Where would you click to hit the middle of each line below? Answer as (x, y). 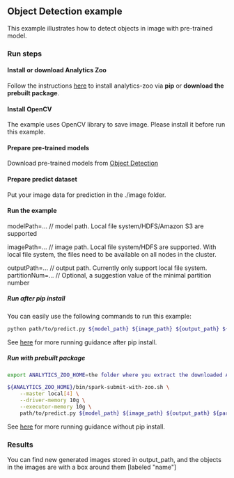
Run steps (25, 54)
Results (20, 445)
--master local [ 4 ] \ (49, 394)
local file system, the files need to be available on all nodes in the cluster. (112, 254)
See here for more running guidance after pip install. (82, 342)
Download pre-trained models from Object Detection (83, 164)
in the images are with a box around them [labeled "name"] (92, 467)
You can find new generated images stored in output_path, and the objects (114, 460)
